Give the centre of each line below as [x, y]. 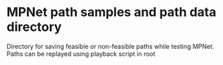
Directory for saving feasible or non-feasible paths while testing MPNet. [110, 46]
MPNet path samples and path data [111, 12]
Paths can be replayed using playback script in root [81, 54]
